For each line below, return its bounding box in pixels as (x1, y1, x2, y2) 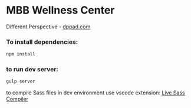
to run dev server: (6, 66, 59, 74)
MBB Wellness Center (6, 4, 115, 17)
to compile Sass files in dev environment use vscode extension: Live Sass (6, 89, 185, 96)
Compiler (6, 96, 28, 103)
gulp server (6, 78, 35, 84)
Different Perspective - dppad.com (6, 23, 91, 30)
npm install (6, 51, 35, 57)
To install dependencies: (6, 38, 78, 46)
